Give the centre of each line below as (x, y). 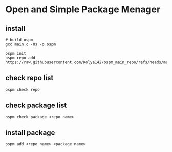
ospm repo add (20, 58)
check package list (36, 105)
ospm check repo (23, 90)
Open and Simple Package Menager (83, 9)
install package (30, 133)
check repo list (29, 78)
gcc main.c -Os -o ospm (31, 44)
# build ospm (19, 40)
